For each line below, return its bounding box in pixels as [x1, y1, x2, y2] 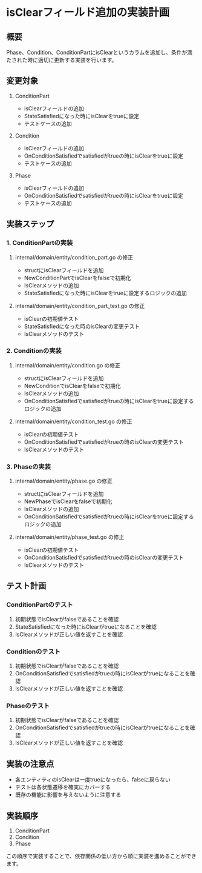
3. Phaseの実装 [6, 462, 51, 470]
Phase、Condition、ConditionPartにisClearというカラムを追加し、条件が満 [6, 49, 192, 56]
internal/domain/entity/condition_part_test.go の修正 [15, 302, 145, 309]
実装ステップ [6, 219, 54, 229]
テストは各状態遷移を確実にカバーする [15, 783, 111, 791]
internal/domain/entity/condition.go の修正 [15, 361, 121, 369]
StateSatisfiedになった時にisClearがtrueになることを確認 [15, 623, 157, 630]
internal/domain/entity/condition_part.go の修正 [15, 253, 134, 261]
